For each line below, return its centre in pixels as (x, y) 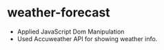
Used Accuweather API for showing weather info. (87, 38)
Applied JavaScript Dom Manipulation (71, 32)
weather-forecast (59, 13)
